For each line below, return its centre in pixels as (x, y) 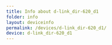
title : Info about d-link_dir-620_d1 (52, 11)
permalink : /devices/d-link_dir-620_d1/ (57, 28)
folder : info (22, 17)
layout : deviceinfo (30, 22)
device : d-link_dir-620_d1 (39, 33)
